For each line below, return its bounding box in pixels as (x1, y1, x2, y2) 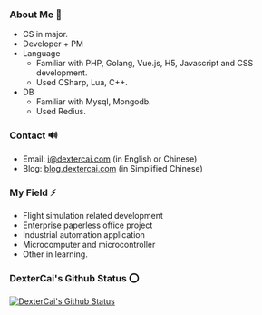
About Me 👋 (9, 8, 63, 21)
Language (22, 48, 61, 59)
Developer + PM (22, 38, 84, 49)
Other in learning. (22, 249, 88, 260)
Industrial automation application (22, 229, 145, 240)
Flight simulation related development (22, 210, 163, 221)
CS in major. (22, 29, 68, 40)
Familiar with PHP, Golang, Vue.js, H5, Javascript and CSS (35, 58, 254, 69)
